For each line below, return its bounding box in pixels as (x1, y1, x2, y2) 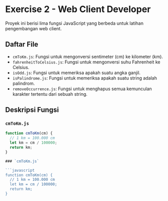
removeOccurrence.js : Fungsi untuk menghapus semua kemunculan (12, 86, 152, 92)
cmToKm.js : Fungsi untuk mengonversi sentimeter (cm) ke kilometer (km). (12, 53, 163, 59)
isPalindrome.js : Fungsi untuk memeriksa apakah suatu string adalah (12, 75, 157, 81)
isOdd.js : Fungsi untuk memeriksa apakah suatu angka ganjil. (12, 70, 141, 76)
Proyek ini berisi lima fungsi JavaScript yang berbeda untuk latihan (5, 20, 144, 26)
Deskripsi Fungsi (5, 106, 59, 114)
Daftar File (5, 40, 39, 49)
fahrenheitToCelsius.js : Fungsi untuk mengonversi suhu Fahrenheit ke (12, 59, 161, 65)
